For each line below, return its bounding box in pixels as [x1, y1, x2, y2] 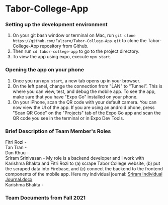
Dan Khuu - [5, 150, 29, 156]
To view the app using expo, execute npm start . [12, 54, 112, 60]
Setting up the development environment [5, 21, 108, 28]
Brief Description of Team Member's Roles [5, 128, 111, 135]
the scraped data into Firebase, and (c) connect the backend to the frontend [5, 166, 163, 172]
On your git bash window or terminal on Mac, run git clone [12, 32, 136, 38]
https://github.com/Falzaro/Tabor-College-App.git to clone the [12, 38, 147, 44]
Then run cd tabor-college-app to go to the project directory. [12, 48, 140, 54]
